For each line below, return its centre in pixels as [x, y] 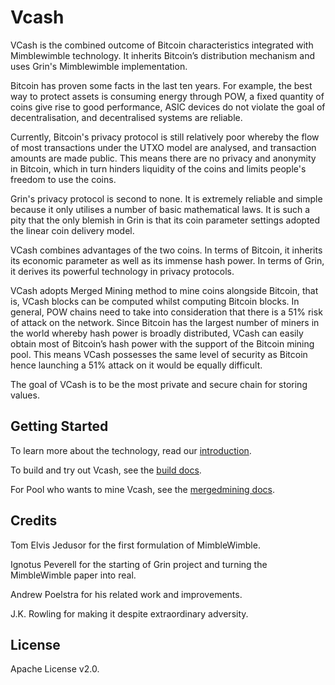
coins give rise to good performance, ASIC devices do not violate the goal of [168, 107]
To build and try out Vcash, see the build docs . [106, 470]
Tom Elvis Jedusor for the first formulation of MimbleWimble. [135, 545]
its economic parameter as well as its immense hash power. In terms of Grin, [167, 260]
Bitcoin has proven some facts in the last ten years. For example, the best [161, 85]
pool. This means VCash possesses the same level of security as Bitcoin [159, 354]
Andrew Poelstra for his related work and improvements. [126, 594]
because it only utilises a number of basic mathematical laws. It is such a [160, 209]
